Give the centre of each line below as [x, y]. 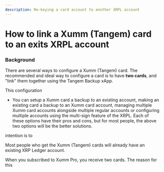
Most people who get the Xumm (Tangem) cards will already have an [75, 145]
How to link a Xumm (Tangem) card [78, 34]
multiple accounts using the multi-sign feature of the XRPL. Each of [81, 115]
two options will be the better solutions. [52, 126]
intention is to [19, 136]
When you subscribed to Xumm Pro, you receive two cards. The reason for [81, 160]
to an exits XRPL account [57, 44]
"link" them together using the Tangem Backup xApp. [59, 81]
